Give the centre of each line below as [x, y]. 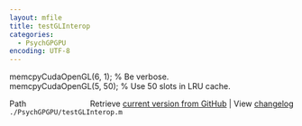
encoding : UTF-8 [40, 51]
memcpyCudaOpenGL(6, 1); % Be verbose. [89, 76]
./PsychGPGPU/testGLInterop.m [66, 112]
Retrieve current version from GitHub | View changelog [192, 103]
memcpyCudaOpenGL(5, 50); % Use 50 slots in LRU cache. [120, 86]
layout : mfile [36, 18]
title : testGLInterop [50, 26]
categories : [32, 34]
